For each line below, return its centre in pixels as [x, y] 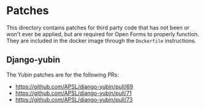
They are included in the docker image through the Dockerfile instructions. [101, 40]
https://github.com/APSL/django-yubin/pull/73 [74, 99]
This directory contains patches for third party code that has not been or [98, 28]
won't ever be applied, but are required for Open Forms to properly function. [103, 34]
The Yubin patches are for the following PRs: [63, 75]
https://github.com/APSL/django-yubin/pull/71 [73, 93]
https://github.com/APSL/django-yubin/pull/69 [74, 86]
